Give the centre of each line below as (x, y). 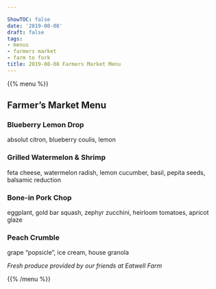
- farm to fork (29, 58)
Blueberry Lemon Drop (46, 125)
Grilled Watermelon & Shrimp (57, 157)
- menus (18, 45)
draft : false (26, 32)
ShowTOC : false (29, 19)
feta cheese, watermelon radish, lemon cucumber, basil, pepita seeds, (106, 172)
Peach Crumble (33, 238)
